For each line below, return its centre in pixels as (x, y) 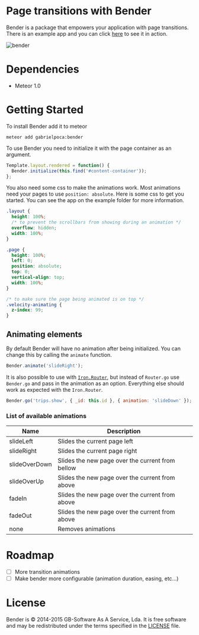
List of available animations (46, 416)
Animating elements (44, 334)
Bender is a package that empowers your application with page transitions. (97, 27)
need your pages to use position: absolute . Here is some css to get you (95, 194)
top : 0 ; (21, 272)
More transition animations (47, 571)
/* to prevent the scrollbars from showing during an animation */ (97, 222)
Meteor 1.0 (28, 86)
